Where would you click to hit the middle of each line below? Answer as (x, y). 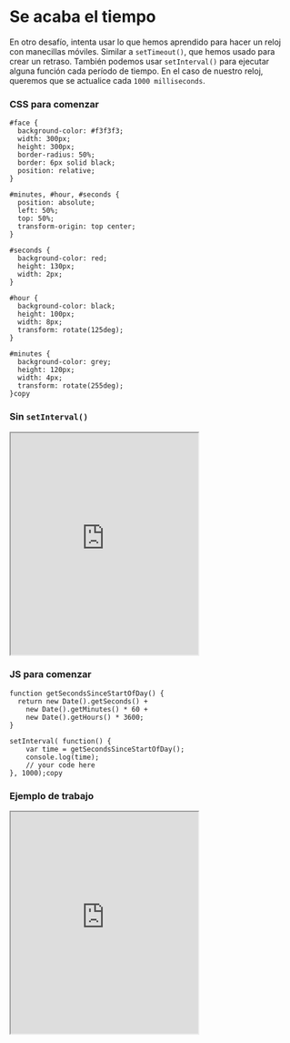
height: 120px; (46, 370)
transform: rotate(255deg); (71, 386)
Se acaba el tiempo (83, 17)
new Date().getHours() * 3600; (85, 717)
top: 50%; (36, 219)
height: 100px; (46, 314)
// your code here (60, 765)
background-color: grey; (65, 362)
